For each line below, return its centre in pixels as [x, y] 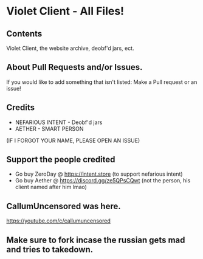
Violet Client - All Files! [65, 11]
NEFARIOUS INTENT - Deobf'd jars [59, 122]
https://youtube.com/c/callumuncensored [59, 221]
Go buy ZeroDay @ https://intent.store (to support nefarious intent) [99, 174]
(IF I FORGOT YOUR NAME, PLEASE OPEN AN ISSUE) [73, 140]
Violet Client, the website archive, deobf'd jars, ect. [71, 48]
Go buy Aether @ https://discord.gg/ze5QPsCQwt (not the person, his [103, 181]
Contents [24, 34]
